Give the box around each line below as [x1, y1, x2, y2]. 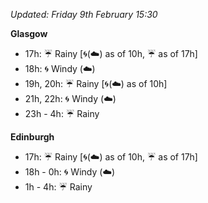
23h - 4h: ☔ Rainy [24, 108, 100, 119]
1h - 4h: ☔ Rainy [24, 181, 93, 193]
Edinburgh [10, 131, 55, 143]
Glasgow [10, 28, 48, 39]
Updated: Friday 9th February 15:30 [10, 9, 158, 20]
